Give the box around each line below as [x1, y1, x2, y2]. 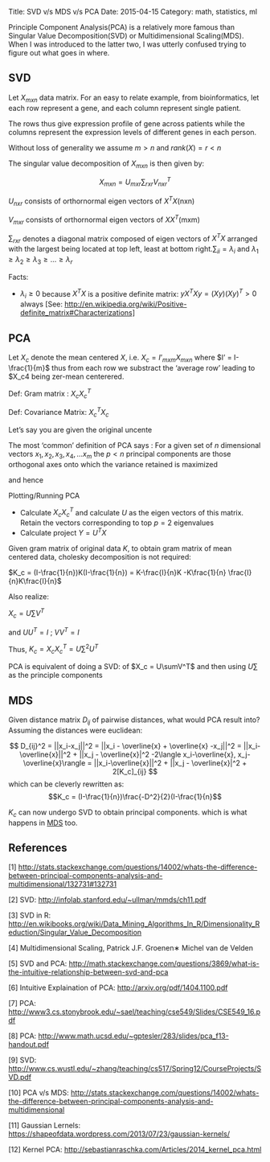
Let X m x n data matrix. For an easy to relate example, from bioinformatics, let [8, 92, 260, 104]
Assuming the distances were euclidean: [8, 725, 143, 735]
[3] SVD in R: [8, 910, 51, 920]
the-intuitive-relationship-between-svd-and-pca [8, 967, 169, 977]
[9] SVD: [8, 1055, 37, 1065]
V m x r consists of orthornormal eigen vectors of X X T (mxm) [8, 213, 201, 226]
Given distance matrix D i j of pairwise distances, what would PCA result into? [8, 715, 260, 726]
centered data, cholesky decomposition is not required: [8, 552, 191, 561]
